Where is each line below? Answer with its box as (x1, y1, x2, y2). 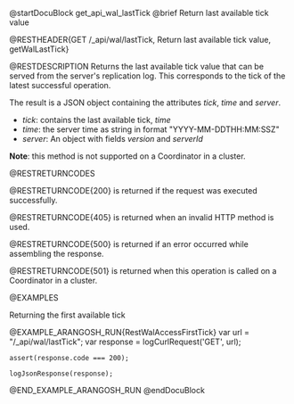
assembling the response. (9, 249, 104, 259)
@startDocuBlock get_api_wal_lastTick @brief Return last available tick (9, 8, 269, 18)
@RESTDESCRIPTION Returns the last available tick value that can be (9, 62, 265, 71)
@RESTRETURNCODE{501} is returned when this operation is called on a (9, 266, 277, 276)
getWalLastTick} (9, 44, 69, 54)
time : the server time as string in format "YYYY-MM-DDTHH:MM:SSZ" (21, 124, 280, 135)
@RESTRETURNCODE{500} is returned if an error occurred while (9, 239, 249, 249)
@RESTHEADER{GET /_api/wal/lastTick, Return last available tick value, (9, 35, 272, 45)
